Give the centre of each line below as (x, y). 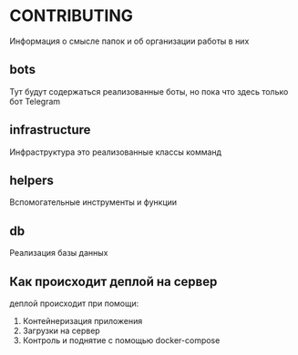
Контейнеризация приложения (82, 321)
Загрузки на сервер (61, 330)
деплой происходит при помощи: (74, 303)
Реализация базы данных (59, 253)
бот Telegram (35, 101)
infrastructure (50, 130)
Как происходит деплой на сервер (113, 282)
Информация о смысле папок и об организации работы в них (129, 41)
